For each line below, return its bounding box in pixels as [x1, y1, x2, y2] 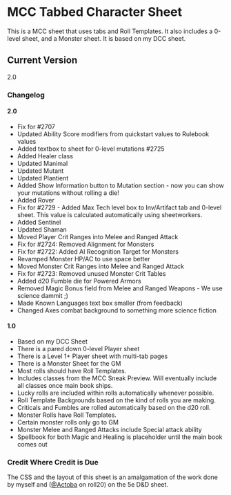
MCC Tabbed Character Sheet [7, 4, 183, 20]
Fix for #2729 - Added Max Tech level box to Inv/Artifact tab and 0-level [17, 203, 222, 212]
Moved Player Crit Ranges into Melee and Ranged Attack [17, 232, 179, 241]
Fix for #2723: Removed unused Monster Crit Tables [17, 269, 166, 277]
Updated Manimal [17, 159, 68, 167]
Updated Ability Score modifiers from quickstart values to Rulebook [17, 129, 209, 138]
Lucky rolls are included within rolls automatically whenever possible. [17, 389, 214, 398]
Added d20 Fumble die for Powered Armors [17, 277, 141, 285]
